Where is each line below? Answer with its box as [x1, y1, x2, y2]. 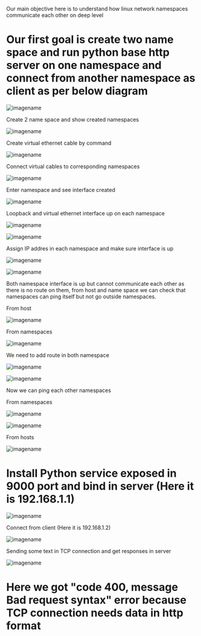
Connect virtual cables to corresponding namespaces [6, 163, 140, 170]
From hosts [6, 433, 34, 441]
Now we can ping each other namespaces [6, 387, 112, 394]
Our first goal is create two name [6, 33, 174, 47]
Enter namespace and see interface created [6, 186, 116, 193]
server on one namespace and [6, 59, 162, 72]
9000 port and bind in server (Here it [6, 479, 194, 493]
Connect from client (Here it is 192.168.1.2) [6, 523, 111, 531]
